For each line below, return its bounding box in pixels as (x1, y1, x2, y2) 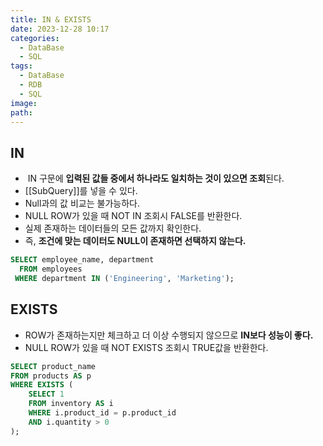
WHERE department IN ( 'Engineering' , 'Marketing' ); (14, 273, 235, 283)
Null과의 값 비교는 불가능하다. (24, 197, 140, 210)
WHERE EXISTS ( (10, 380, 74, 390)
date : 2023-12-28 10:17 (10, 24, 110, 34)
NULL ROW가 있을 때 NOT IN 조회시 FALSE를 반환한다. (24, 210, 243, 222)
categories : (10, 33, 60, 43)
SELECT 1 (28, 389, 65, 400)
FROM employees (19, 264, 83, 275)
